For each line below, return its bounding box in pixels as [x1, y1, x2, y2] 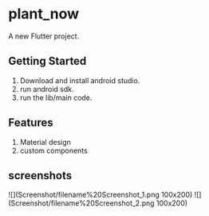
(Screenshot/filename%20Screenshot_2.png [8, 198, 155, 208]
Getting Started [8, 54, 87, 68]
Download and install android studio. [19, 75, 140, 85]
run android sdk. [19, 84, 74, 94]
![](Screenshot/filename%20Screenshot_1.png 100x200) [8, 190, 193, 200]
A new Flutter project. [8, 31, 80, 41]
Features [8, 116, 53, 130]
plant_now [8, 5, 80, 23]
